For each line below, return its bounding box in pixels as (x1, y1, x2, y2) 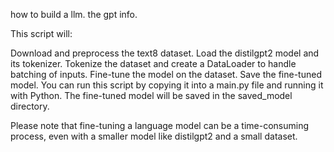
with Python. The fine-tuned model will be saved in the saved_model (10, 90, 293, 101)
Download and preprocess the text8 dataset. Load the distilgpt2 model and (10, 47, 320, 59)
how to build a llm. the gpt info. (10, 9, 138, 20)
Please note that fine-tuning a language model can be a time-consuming (10, 120, 309, 131)
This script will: (10, 28, 73, 39)
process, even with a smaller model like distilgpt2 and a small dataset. (10, 130, 298, 142)
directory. (10, 100, 50, 112)
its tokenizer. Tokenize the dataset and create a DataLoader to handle (10, 58, 297, 69)
